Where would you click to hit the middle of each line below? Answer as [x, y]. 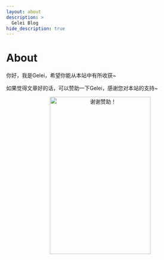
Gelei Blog [25, 23]
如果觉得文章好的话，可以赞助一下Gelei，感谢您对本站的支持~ [82, 88]
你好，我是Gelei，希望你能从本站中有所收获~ [61, 75]
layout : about [24, 12]
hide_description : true [36, 28]
